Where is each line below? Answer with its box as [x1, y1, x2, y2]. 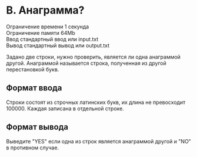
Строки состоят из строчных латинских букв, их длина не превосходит [6, 99, 186, 106]
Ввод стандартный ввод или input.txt [6, 35, 99, 42]
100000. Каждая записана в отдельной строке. [6, 104, 125, 112]
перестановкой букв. [6, 66, 59, 73]
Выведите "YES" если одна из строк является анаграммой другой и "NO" [6, 138, 191, 145]
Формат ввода [6, 83, 62, 93]
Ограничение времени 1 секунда [6, 23, 89, 30]
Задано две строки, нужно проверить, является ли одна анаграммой [6, 53, 181, 60]
